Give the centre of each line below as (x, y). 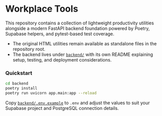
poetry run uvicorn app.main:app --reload (51, 93)
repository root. (29, 49)
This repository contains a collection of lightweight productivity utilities (80, 23)
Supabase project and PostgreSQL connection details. (62, 108)
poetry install (21, 89)
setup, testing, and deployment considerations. (62, 60)
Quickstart (19, 73)
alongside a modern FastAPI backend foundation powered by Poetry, (78, 28)
